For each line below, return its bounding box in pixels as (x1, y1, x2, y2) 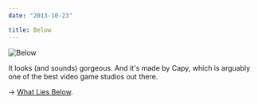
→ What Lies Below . (8, 87, 73, 96)
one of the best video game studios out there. (8, 71, 158, 81)
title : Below (8, 25, 52, 34)
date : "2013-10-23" (8, 11, 73, 20)
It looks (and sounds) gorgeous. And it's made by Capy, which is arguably (8, 63, 251, 72)
